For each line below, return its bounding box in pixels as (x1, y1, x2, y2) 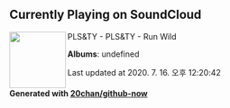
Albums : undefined (67, 49, 140, 59)
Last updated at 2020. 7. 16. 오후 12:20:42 (67, 67, 221, 77)
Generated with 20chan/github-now (9, 88, 149, 99)
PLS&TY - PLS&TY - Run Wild (67, 31, 178, 41)
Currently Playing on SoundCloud (9, 7, 202, 22)
